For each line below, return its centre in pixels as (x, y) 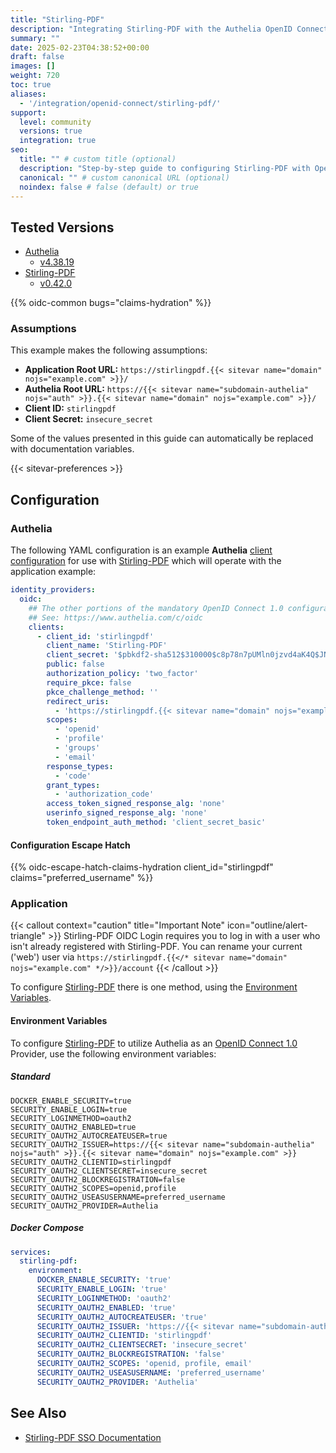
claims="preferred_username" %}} (82, 878)
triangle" (28, 936)
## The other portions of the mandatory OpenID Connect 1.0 (156, 608)
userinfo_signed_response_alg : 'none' (127, 813)
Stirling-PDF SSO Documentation (93, 1437)
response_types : (80, 766)
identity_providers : (53, 590)
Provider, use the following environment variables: (113, 1053)
